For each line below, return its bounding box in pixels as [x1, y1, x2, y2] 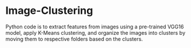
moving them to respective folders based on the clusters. [5, 35, 143, 42]
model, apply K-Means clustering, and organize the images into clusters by [5, 29, 186, 36]
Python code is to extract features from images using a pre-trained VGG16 [5, 23, 185, 30]
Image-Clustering [5, 4, 93, 17]
